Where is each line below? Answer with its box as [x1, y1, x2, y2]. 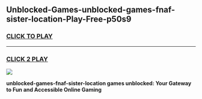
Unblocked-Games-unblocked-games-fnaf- [6, 5, 176, 15]
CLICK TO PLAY [6, 32, 53, 41]
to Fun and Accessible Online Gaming [6, 86, 102, 93]
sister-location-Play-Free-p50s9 [6, 14, 132, 25]
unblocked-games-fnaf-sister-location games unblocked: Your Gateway [6, 79, 192, 86]
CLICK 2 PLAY [6, 55, 48, 63]
